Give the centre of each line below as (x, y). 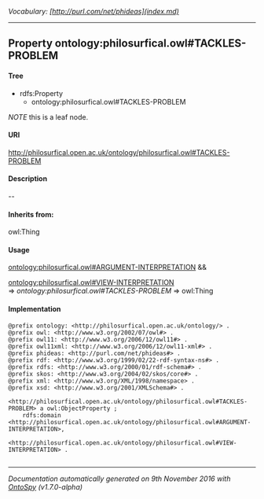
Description (28, 179)
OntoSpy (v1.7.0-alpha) (46, 486)
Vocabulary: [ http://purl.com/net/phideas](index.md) (93, 11)
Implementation (35, 309)
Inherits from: (31, 214)
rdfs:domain (42, 415)
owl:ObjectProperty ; (82, 408)
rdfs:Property (41, 93)
